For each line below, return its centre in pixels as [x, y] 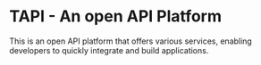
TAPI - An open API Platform [115, 16]
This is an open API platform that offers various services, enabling [130, 41]
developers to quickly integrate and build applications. [109, 50]
